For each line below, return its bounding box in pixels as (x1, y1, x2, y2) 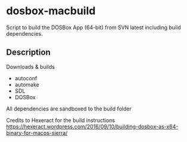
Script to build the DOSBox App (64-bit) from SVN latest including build (6, 24, 181, 31)
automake (14, 81, 40, 88)
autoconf (14, 74, 38, 81)
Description (6, 48, 51, 58)
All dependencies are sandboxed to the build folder (6, 105, 132, 112)
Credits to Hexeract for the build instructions (6, 116, 116, 124)
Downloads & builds (6, 63, 55, 70)
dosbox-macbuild (6, 4, 96, 18)
